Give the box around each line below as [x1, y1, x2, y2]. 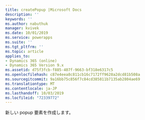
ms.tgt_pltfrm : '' [5, 44, 44, 49]
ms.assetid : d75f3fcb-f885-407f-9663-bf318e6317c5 [5, 68, 113, 73]
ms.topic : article [5, 49, 44, 54]
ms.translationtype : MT [5, 81, 55, 86]
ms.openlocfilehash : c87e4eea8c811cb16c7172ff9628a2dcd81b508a [5, 72, 140, 77]
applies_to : [5, 53, 30, 59]
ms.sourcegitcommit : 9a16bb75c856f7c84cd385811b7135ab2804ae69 [5, 77, 140, 82]
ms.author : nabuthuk [5, 21, 49, 26]
